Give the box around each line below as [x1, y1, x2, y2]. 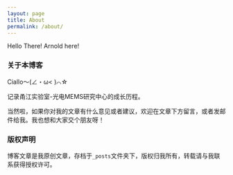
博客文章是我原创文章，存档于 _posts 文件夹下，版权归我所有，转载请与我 [7, 151, 214, 160]
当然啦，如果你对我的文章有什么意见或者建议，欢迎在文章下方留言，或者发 [7, 107, 220, 115]
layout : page [7, 10, 45, 17]
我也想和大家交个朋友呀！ [31, 116, 105, 124]
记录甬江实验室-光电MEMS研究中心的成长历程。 [7, 92, 144, 100]
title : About [7, 17, 45, 24]
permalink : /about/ [7, 23, 64, 30]
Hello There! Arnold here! [7, 42, 80, 50]
